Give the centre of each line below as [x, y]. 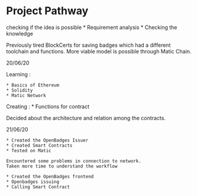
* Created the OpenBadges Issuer [47, 140]
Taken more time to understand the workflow [62, 166]
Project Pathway [47, 11]
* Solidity [20, 90]
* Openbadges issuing [33, 182]
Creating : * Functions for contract [48, 106]
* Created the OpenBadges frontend [50, 176]
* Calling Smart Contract [38, 187]
